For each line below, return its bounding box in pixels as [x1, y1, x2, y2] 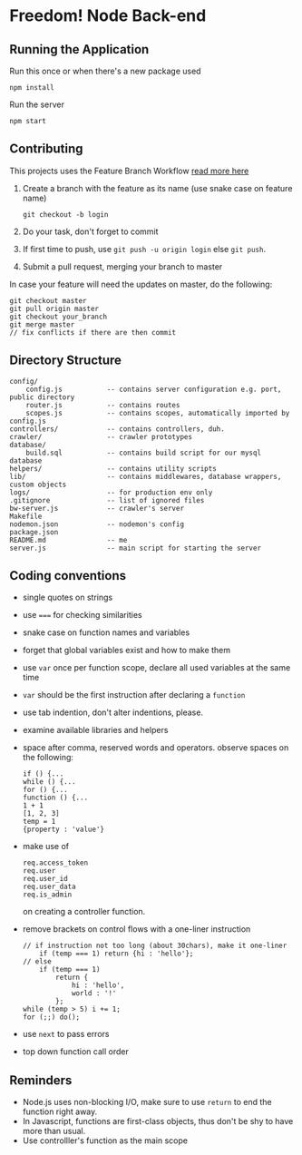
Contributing [9, 142, 83, 157]
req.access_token [22, 858, 89, 867]
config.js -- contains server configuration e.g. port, [25, 385, 282, 394]
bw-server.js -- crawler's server [9, 504, 184, 513]
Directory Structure [9, 353, 122, 368]
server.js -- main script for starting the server [9, 543, 261, 553]
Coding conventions [9, 568, 127, 583]
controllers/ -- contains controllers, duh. [9, 424, 225, 434]
